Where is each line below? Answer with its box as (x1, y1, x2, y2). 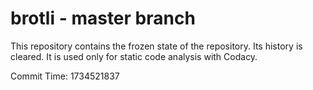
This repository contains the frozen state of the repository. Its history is (10, 40, 303, 52)
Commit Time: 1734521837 (10, 70, 120, 82)
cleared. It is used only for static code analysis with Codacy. (10, 50, 258, 62)
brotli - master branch (10, 7, 196, 30)
